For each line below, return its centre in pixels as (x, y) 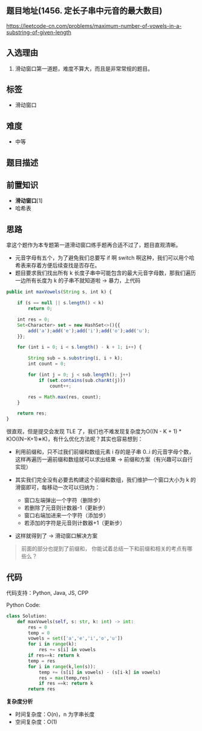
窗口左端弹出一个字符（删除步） (64, 500)
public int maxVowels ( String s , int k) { (59, 292)
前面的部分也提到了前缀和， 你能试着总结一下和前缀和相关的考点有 (104, 549)
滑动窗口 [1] (29, 201)
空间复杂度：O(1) (36, 722)
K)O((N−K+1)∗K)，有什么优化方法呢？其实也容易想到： (75, 439)
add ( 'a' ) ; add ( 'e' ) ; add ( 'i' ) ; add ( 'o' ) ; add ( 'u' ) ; (89, 331)
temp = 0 (39, 633)
